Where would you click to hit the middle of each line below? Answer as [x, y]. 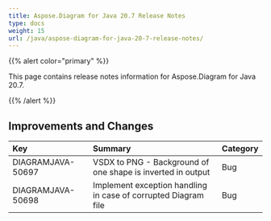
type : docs [27, 23]
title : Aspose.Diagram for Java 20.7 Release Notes [97, 16]
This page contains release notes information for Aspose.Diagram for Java [132, 76]
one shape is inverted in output [151, 172]
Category [240, 149]
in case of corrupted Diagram [148, 195]
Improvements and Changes [81, 126]
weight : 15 [27, 31]
